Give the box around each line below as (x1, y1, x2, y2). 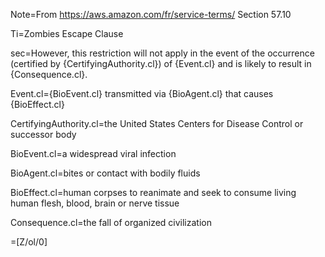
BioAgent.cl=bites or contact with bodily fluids (10, 167, 201, 179)
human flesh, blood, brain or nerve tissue (10, 197, 180, 209)
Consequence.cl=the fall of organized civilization (10, 217, 212, 228)
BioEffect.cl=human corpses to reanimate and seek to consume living (10, 187, 297, 198)
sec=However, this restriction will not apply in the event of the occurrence (10, 47, 315, 59)
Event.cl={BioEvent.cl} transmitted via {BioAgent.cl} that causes (10, 88, 274, 99)
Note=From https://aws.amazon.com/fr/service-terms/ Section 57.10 (10, 9, 292, 20)
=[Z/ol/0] (10, 236, 48, 248)
